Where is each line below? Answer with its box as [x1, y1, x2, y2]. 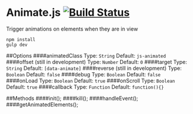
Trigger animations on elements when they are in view [6, 25, 138, 32]
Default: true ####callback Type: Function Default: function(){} [6, 83, 164, 90]
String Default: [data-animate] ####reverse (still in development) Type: [6, 65, 182, 72]
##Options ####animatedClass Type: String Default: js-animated [6, 52, 166, 59]
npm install [6, 36, 36, 42]
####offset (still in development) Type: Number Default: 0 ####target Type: [6, 58, 188, 65]
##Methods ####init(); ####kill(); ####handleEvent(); [6, 95, 139, 102]
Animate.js [6, 6, 61, 19]
